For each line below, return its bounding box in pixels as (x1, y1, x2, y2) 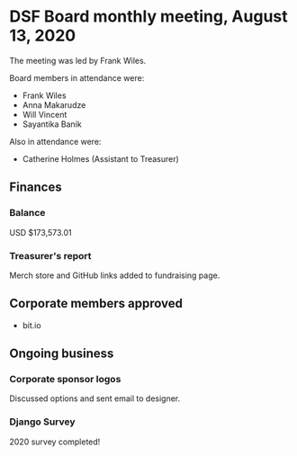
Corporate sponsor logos (9, 373, 121, 386)
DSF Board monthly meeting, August (9, 6, 288, 27)
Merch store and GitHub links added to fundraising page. (9, 270, 220, 281)
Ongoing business (9, 346, 114, 362)
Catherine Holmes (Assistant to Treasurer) (22, 153, 180, 164)
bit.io (22, 319, 42, 330)
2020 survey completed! (9, 436, 101, 447)
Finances (9, 180, 62, 195)
